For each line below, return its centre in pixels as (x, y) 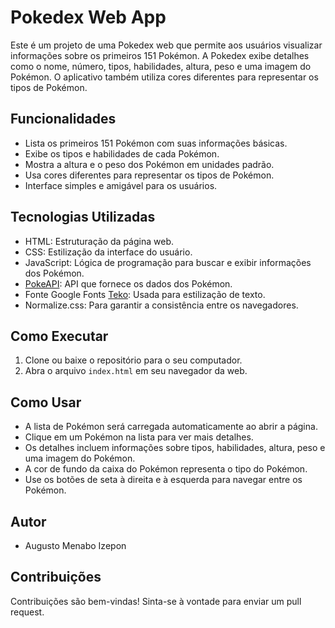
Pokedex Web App (88, 17)
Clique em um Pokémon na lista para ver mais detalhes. (139, 437)
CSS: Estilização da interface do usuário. (108, 252)
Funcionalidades (63, 119)
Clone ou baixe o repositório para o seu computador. (133, 360)
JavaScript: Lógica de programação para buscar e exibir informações (168, 262)
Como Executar (59, 336)
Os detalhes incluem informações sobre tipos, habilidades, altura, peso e (175, 448)
